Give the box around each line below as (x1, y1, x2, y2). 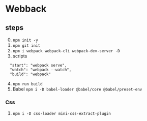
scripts (12, 53, 27, 59)
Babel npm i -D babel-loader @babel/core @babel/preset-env (12, 86, 142, 92)
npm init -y (12, 38, 38, 43)
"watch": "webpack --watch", (10, 67, 72, 72)
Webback (5, 3, 47, 15)
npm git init (12, 43, 41, 48)
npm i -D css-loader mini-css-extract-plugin (12, 111, 111, 116)
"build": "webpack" (10, 72, 51, 77)
